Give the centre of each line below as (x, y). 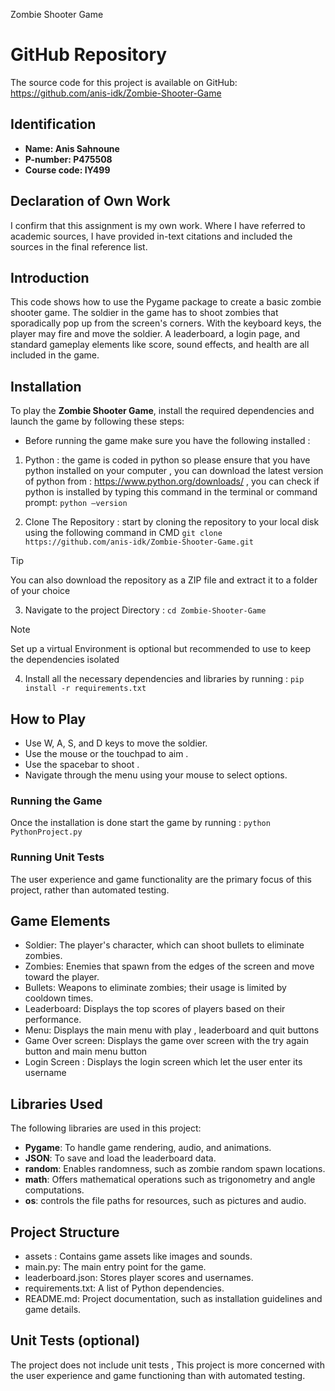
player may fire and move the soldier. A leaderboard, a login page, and (155, 334)
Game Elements (60, 920)
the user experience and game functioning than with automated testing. (158, 1375)
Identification (53, 124)
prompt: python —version (76, 503)
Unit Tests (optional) (75, 1340)
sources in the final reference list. (79, 246)
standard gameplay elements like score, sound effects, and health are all (160, 345)
